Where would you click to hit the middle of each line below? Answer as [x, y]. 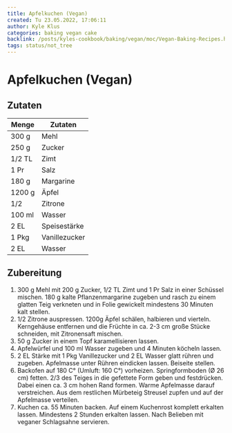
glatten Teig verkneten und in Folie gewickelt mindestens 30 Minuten [115, 304]
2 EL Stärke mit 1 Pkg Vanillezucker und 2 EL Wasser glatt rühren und [115, 356]
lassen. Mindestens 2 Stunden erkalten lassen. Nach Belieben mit [110, 414]
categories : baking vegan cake [52, 33]
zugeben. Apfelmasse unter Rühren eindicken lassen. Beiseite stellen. [116, 363]
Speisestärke [62, 226]
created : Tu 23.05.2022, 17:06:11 [57, 20]
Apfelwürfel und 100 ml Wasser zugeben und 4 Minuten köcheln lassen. [119, 348]
